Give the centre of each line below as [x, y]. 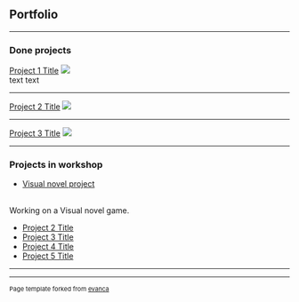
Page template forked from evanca [59, 289]
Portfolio [34, 15]
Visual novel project [58, 184]
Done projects [40, 50]
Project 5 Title [48, 256]
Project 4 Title [48, 247]
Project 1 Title [34, 71]
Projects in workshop [56, 165]
